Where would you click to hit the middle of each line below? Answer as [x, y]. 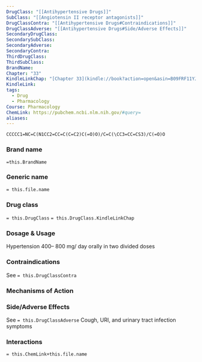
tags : [13, 90]
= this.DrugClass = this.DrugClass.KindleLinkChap [70, 218]
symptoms [19, 326]
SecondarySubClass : [31, 40]
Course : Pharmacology [33, 107]
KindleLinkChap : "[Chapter [40, 79]
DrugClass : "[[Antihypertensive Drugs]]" [59, 12]
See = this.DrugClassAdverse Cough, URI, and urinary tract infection [91, 320]
